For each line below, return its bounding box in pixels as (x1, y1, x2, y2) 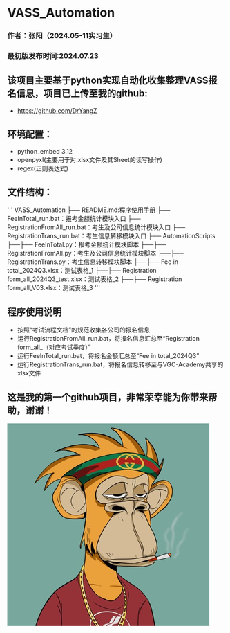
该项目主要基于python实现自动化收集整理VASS (7, 75, 209, 87)
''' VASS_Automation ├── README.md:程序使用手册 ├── (7, 206, 171, 214)
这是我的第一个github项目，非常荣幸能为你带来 (7, 391, 209, 403)
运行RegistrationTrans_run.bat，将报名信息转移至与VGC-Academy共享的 (17, 360, 224, 368)
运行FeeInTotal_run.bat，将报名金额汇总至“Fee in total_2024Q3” (17, 352, 200, 360)
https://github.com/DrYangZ (17, 106, 98, 115)
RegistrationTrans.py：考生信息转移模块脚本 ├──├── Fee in (7, 258, 178, 266)
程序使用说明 (7, 306, 62, 318)
